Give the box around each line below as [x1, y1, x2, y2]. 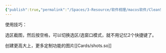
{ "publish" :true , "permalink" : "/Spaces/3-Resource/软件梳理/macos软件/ [5, 7, 149, 12]
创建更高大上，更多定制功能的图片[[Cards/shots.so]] [5, 43, 112, 49]
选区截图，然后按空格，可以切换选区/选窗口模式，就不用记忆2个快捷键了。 [5, 32, 157, 38]
